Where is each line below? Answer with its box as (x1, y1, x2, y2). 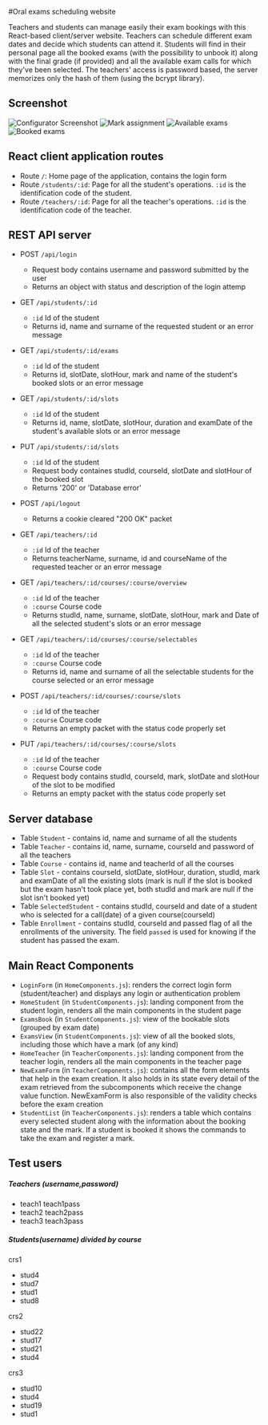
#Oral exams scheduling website (8, 7, 116, 16)
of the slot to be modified (31, 780, 116, 790)
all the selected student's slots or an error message (31, 619, 202, 629)
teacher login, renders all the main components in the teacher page (19, 1057, 242, 1067)
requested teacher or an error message (31, 562, 162, 572)
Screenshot (8, 96, 68, 111)
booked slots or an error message (31, 379, 144, 388)
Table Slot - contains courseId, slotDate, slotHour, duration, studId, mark (19, 868, 261, 877)
